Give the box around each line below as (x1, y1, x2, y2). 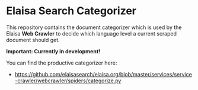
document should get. (6, 36, 60, 43)
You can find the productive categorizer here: (6, 59, 117, 66)
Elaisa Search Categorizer (6, 4, 136, 18)
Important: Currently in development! (6, 47, 101, 54)
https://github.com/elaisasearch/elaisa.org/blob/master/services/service (14, 70, 193, 78)
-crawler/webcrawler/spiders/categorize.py (14, 77, 122, 84)
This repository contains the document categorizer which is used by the (6, 24, 182, 31)
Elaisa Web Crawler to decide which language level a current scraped (6, 30, 177, 37)
